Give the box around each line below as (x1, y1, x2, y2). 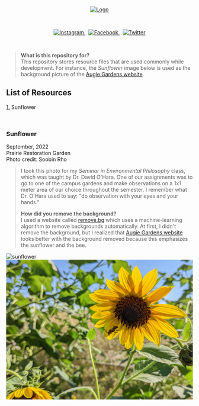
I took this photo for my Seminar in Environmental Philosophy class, (20, 167, 185, 175)
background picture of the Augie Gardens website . (20, 71, 145, 78)
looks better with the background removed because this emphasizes (20, 236, 188, 243)
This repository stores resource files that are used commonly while (20, 58, 184, 65)
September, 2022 (6, 143, 49, 150)
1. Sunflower (6, 104, 37, 111)
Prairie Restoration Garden (6, 150, 71, 157)
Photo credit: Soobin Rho (6, 156, 67, 163)
